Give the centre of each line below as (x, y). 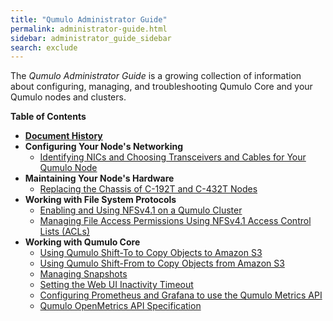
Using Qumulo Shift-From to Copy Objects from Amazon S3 (162, 263)
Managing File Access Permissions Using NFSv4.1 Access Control (175, 221)
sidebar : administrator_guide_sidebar (91, 38)
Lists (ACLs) (64, 232)
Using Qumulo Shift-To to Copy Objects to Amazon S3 (151, 253)
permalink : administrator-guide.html (89, 29)
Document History (63, 136)
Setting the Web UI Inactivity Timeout (116, 285)
